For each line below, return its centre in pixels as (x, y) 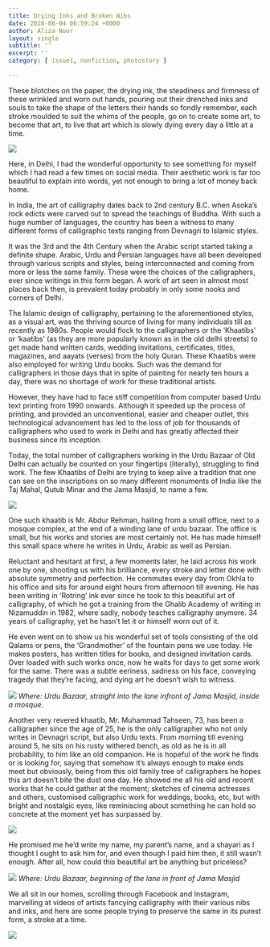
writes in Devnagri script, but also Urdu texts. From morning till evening (126, 737)
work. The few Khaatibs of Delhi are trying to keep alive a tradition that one (132, 472)
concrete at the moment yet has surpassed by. (86, 814)
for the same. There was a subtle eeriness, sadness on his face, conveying (132, 670)
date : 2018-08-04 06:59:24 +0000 (64, 23)
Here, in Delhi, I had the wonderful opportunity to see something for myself (133, 164)
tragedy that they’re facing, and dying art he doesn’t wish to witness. (122, 679)
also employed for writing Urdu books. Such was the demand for (115, 364)
